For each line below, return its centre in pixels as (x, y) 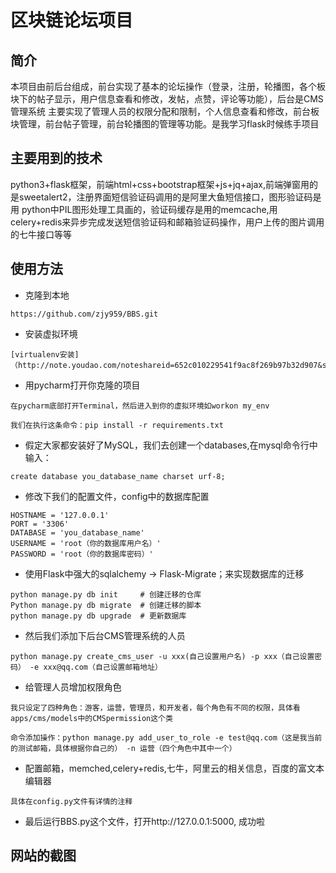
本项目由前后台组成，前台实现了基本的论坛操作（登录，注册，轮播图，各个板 (168, 86)
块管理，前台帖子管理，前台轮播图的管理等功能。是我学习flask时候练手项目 (165, 124)
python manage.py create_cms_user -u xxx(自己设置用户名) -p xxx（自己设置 (162, 656)
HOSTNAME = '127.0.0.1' (60, 515)
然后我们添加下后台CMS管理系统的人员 (105, 635)
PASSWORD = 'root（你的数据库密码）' (82, 554)
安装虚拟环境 (51, 333)
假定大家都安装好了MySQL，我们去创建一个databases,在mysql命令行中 (171, 445)
